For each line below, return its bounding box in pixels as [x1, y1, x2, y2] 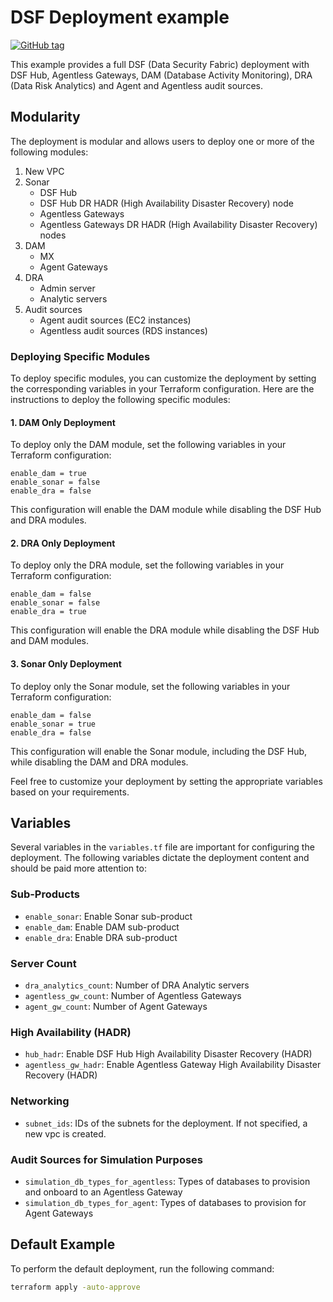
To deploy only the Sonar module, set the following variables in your [10, 680, 291, 692]
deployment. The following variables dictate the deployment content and [10, 852, 310, 864]
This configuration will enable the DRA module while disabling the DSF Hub [10, 624, 320, 636]
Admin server [39, 282, 96, 294]
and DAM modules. [10, 635, 89, 647]
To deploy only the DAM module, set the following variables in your [10, 439, 287, 451]
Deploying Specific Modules [10, 349, 151, 363]
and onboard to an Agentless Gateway [24, 1186, 183, 1198]
